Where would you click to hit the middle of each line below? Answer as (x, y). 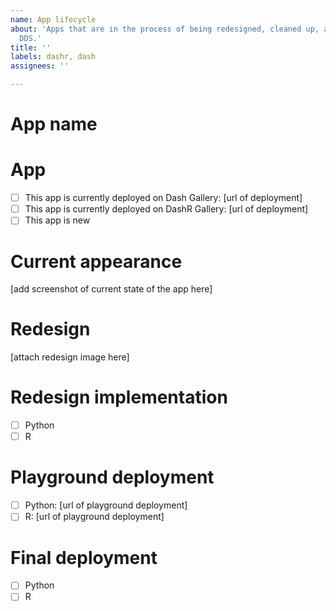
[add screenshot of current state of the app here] (111, 289)
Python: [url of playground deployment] (106, 505)
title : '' (31, 47)
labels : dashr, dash (53, 57)
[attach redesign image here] (70, 357)
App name (54, 124)
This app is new (57, 220)
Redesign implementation (119, 397)
